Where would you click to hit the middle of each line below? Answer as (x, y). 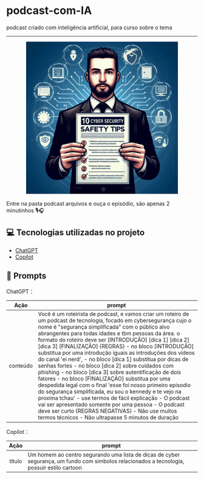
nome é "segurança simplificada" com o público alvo (104, 327)
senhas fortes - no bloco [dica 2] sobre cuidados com (106, 366)
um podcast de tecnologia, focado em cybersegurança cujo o (115, 321)
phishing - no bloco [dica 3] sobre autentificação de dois (109, 372)
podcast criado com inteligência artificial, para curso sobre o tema (89, 27)
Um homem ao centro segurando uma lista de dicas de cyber (104, 455)
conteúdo (21, 366)
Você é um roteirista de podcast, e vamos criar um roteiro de (114, 314)
